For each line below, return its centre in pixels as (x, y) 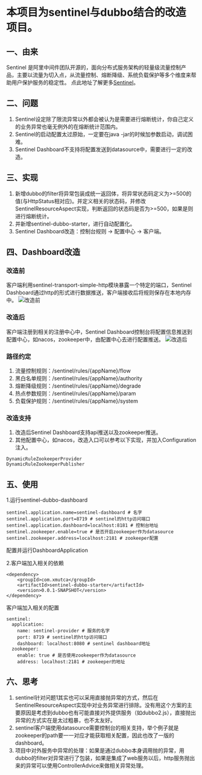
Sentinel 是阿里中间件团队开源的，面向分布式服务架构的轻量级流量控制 (94, 67)
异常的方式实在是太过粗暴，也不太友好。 (65, 720)
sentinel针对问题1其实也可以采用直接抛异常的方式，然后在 (87, 697)
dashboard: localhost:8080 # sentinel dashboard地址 (84, 644)
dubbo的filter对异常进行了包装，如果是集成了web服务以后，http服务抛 (102, 758)
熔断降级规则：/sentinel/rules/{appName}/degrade (78, 386)
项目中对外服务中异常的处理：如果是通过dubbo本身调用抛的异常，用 (100, 750)
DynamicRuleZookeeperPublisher (46, 464)
